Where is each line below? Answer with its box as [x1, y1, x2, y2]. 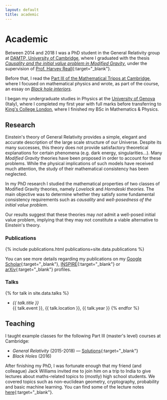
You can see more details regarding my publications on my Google [5, 255, 142, 262]
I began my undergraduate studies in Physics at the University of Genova [5, 96, 156, 102]
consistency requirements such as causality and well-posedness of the [5, 197, 152, 202]
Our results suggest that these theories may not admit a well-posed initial [5, 211, 156, 217]
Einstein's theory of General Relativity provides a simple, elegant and [5, 134, 147, 140]
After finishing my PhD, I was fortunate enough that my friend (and [5, 363, 142, 369]
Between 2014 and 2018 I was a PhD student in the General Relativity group [5, 50, 161, 56]
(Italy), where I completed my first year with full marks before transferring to [5, 101, 162, 107]
